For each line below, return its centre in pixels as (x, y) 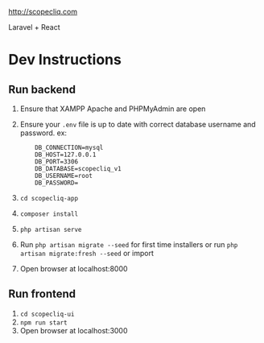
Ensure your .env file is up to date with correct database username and (138, 124)
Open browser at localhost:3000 (74, 330)
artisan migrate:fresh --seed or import (87, 253)
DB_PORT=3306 (57, 162)
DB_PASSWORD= (57, 183)
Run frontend (42, 294)
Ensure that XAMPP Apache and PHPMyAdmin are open (113, 109)
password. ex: (43, 133)
